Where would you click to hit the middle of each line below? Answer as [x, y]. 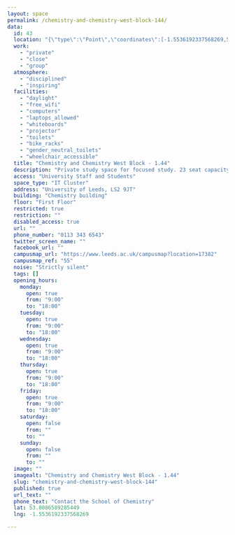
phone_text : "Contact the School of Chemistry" [84, 501]
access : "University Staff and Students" [75, 176]
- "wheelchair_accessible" [59, 157]
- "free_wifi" [40, 105]
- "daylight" [39, 99]
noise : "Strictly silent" [51, 267]
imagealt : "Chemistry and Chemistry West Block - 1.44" [97, 476]
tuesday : [33, 313]
